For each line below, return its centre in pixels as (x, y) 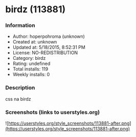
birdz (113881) (36, 9)
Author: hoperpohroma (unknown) (49, 36)
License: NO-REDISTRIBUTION (45, 53)
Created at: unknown (35, 42)
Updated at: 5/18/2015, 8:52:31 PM (49, 48)
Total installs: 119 (30, 69)
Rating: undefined (31, 64)
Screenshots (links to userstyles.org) (53, 112)
